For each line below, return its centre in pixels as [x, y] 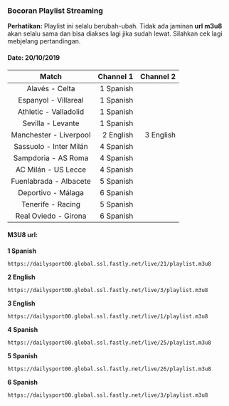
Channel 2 [158, 76]
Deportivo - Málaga [50, 192]
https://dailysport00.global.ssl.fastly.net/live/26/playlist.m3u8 [110, 369]
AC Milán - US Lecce [51, 170]
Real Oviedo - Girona [51, 216]
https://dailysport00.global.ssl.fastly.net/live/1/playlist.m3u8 [108, 316]
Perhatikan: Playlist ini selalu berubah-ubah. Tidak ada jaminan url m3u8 [115, 26]
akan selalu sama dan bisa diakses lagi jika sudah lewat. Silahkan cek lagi [115, 33]
